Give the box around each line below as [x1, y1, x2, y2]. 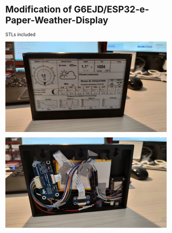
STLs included [5, 31, 36, 37]
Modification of [5, 4, 72, 15]
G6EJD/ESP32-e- [74, 4, 149, 15]
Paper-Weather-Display [5, 14, 109, 26]
